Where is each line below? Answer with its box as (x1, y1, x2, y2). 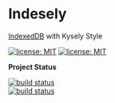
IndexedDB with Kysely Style (8, 31, 103, 41)
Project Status (8, 61, 57, 72)
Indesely (8, 5, 67, 23)
